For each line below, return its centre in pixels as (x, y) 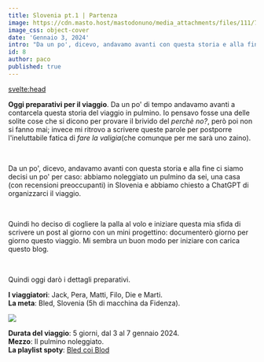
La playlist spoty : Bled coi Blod (59, 349)
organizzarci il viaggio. (45, 193)
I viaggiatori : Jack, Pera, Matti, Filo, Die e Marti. (86, 294)
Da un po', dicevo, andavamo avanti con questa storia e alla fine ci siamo (126, 168)
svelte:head (27, 89)
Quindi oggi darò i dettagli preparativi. (70, 279)
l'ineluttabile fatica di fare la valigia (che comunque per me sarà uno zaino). (130, 138)
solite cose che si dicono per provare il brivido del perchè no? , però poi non (130, 121)
